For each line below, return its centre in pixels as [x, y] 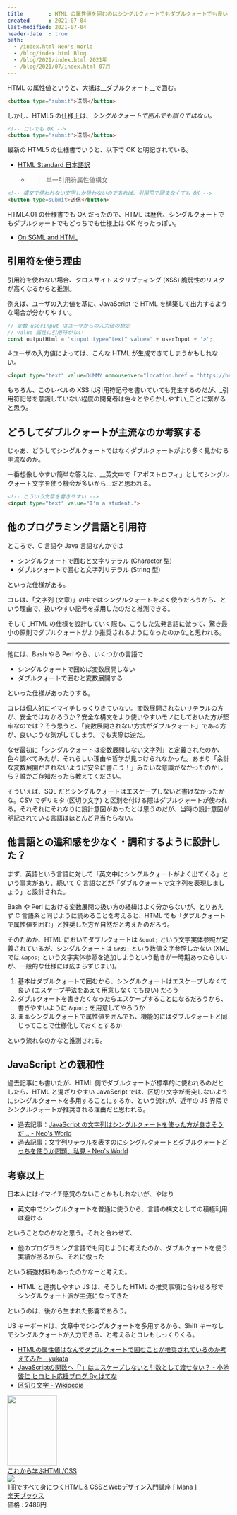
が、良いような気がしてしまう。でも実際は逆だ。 [78, 734]
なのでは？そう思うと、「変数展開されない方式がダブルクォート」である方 [120, 726]
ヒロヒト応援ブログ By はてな [74, 1376]
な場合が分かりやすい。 [41, 312]
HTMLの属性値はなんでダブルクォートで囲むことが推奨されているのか [119, 1350]
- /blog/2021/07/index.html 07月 [62, 67]
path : [15, 40]
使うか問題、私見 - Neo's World [82, 1151]
